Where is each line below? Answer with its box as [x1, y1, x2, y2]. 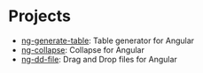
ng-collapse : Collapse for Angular [20, 44, 145, 55]
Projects [8, 6, 72, 26]
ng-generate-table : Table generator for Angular [20, 35, 195, 46]
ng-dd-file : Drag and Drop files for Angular [20, 54, 178, 64]
